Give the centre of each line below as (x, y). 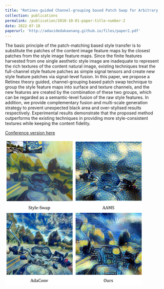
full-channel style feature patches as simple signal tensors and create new (80, 71)
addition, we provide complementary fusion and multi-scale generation (76, 103)
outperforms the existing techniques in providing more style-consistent (77, 118)
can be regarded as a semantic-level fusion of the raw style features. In (77, 97)
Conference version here (30, 133)
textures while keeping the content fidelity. (48, 123)
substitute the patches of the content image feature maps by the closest (78, 51)
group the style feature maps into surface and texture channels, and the (77, 87)
